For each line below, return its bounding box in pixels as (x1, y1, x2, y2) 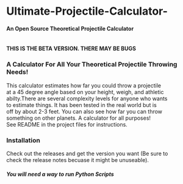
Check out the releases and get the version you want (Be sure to (6, 150, 168, 157)
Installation (6, 136, 41, 144)
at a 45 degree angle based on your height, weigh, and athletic (6, 88, 164, 95)
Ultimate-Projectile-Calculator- (6, 4, 168, 18)
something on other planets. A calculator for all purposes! (6, 114, 151, 122)
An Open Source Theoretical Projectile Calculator (6, 24, 134, 32)
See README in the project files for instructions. (6, 120, 128, 128)
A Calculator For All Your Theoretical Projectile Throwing (6, 60, 178, 68)
